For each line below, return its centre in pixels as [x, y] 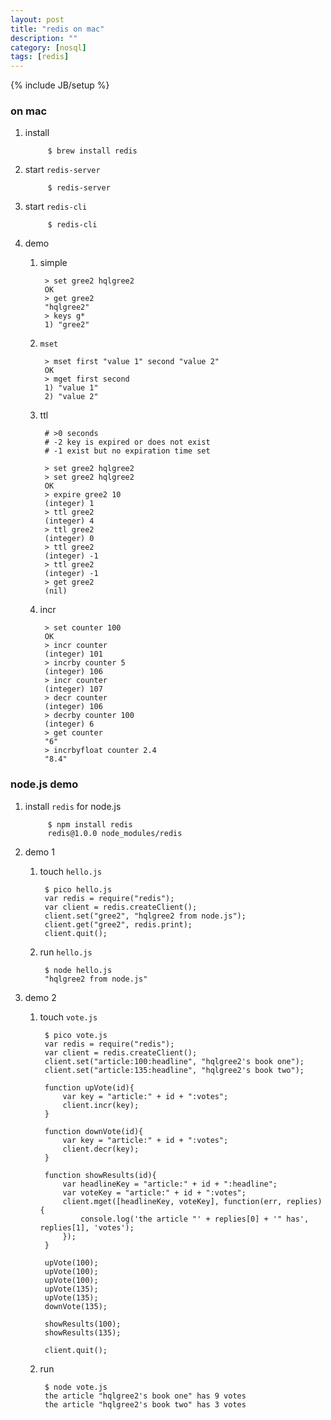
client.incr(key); [101, 1105]
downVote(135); [76, 1306]
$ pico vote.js [76, 1035]
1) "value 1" [71, 388]
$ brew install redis [92, 151]
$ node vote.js [76, 1387]
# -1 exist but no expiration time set [127, 451]
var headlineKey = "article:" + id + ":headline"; [170, 1184]
